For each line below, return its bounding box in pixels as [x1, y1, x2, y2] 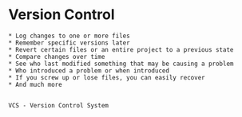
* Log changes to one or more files [8, 32, 130, 40]
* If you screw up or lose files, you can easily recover [8, 73, 205, 81]
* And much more [8, 80, 62, 88]
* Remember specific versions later [8, 38, 130, 47]
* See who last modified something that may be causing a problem [8, 60, 234, 68]
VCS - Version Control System [8, 101, 109, 109]
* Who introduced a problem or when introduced [8, 66, 170, 75]
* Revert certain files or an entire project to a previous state [8, 45, 234, 53]
